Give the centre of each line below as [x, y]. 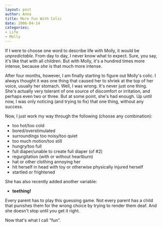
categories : [17, 28]
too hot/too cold [28, 125]
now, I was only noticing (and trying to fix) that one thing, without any [74, 101]
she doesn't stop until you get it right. [43, 210]
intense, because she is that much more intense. [54, 66]
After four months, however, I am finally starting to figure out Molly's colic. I [81, 76]
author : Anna [18, 14]
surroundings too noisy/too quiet [45, 136]
